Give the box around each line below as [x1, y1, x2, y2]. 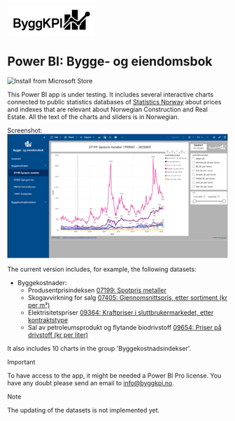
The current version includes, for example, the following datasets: [7, 265, 197, 274]
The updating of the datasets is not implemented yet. [7, 406, 160, 415]
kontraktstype [27, 316, 69, 324]
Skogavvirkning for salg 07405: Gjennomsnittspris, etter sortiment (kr [27, 294, 228, 302]
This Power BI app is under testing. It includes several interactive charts [7, 90, 214, 99]
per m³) [27, 301, 50, 310]
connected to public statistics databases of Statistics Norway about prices [7, 97, 222, 106]
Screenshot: [7, 126, 43, 134]
